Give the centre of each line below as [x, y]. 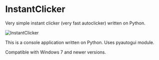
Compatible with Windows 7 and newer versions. [56, 52]
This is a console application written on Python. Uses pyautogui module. [80, 42]
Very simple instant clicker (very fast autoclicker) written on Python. [75, 23]
